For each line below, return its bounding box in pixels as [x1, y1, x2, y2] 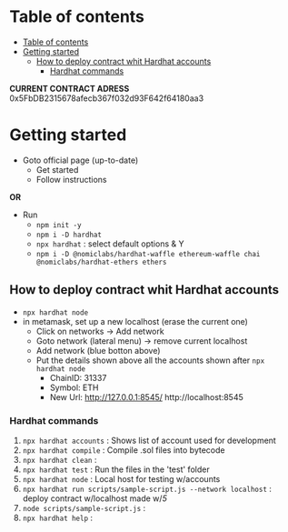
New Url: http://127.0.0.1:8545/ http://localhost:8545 [49, 391, 243, 402]
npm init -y [35, 220, 82, 229]
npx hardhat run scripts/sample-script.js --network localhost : [22, 483, 273, 494]
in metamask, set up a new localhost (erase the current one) [22, 316, 248, 326]
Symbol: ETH [49, 382, 99, 393]
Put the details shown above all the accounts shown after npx [35, 355, 265, 366]
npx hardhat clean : [22, 454, 97, 465]
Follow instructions [35, 174, 107, 185]
